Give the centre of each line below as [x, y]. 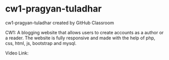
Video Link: [17, 53]
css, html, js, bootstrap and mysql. [41, 43]
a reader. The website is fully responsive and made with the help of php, [80, 38]
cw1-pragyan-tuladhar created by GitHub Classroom [60, 23]
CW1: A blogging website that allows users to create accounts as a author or [84, 32]
